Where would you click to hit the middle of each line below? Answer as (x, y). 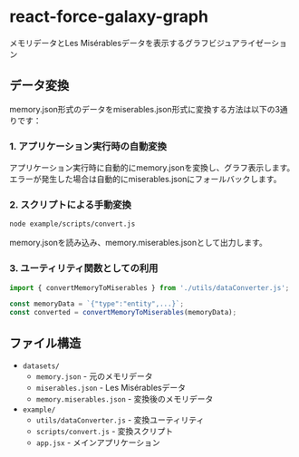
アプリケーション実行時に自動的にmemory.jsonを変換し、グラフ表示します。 (152, 168)
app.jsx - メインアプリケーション (98, 442)
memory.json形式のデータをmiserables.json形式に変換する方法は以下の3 (145, 109)
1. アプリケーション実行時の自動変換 (88, 146)
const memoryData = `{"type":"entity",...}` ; (96, 304)
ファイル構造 (45, 343)
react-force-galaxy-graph (109, 17)
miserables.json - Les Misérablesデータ (111, 387)
